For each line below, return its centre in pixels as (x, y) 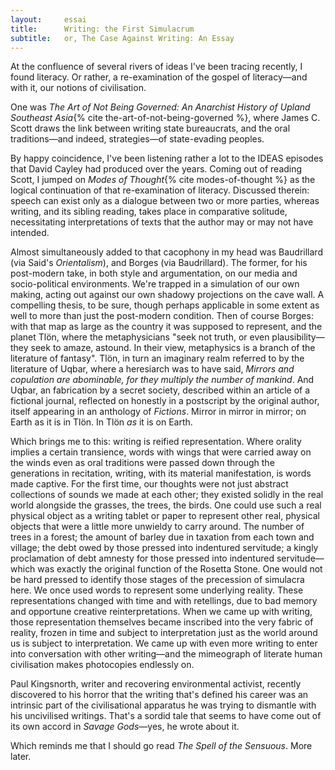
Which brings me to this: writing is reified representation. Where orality (156, 442)
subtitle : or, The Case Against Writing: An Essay (122, 38)
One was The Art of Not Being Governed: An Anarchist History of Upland (160, 107)
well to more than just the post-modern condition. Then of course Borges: (162, 316)
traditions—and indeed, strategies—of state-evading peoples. (137, 139)
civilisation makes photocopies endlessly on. (102, 665)
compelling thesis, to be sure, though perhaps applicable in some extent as (165, 305)
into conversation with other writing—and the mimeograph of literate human (166, 654)
